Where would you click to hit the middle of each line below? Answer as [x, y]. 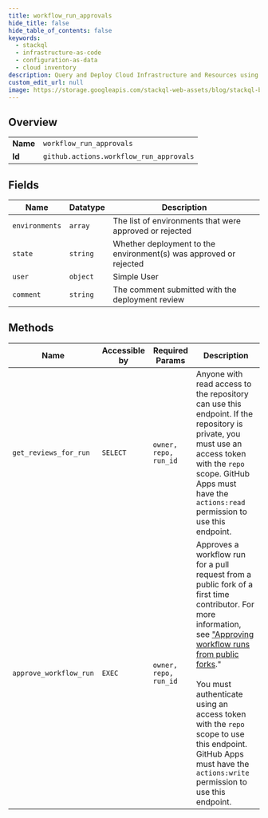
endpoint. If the [225, 413]
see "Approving [225, 634]
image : [19, 90]
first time [213, 594]
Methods [31, 328]
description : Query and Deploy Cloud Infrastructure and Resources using [134, 75]
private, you [218, 433]
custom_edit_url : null [46, 82]
